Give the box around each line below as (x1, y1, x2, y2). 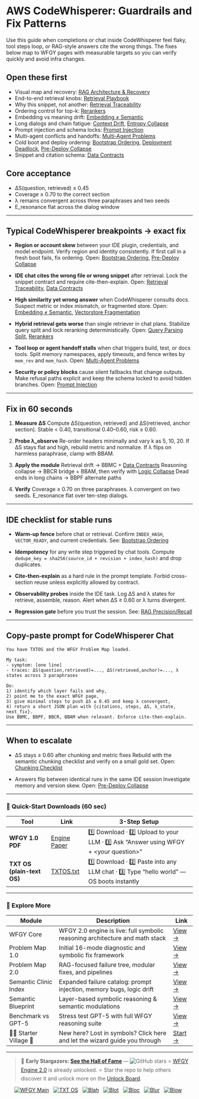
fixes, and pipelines (59, 968, 113, 977)
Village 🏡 (9, 1037, 34, 1045)
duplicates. (14, 561, 43, 568)
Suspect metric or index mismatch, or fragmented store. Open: (14, 303, 168, 310)
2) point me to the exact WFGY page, (6, 693, 99, 699)
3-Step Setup (119, 817, 159, 825)
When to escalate (6, 736, 72, 746)
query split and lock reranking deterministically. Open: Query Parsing (14, 326, 184, 333)
